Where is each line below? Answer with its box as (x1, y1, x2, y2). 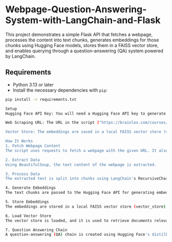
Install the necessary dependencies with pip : (12, 87, 107, 93)
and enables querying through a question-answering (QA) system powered (5, 48, 164, 54)
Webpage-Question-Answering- (5, 4, 147, 15)
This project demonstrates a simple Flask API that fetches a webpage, (5, 31, 153, 37)
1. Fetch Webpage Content (5, 143, 60, 148)
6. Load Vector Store (5, 213, 52, 218)
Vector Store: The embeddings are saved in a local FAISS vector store (5, 129, 161, 135)
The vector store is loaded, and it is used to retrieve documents (5, 218, 153, 223)
